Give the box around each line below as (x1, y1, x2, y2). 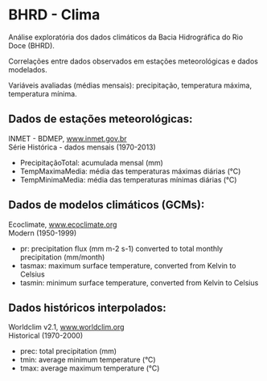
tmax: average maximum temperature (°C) (19, 363, 160, 373)
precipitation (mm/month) (19, 252, 105, 262)
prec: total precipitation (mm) (19, 346, 117, 356)
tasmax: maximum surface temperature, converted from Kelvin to (19, 260, 236, 270)
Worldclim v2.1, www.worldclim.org (8, 322, 125, 332)
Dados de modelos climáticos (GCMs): (8, 199, 205, 212)
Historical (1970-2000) (8, 331, 83, 341)
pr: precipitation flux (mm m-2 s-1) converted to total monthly (19, 244, 224, 253)
